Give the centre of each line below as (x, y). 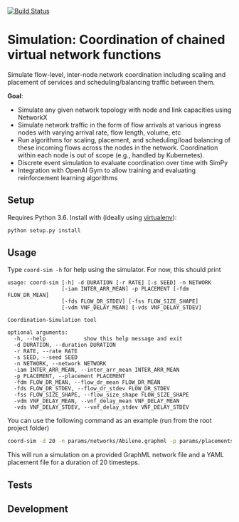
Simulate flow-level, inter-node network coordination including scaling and (117, 74)
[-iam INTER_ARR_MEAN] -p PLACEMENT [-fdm (126, 289)
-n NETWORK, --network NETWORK (60, 364)
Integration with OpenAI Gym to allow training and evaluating (107, 170)
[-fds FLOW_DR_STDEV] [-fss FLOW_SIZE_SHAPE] (130, 302)
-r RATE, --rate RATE (46, 351)
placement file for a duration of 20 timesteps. (74, 462)
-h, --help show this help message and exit (98, 339)
